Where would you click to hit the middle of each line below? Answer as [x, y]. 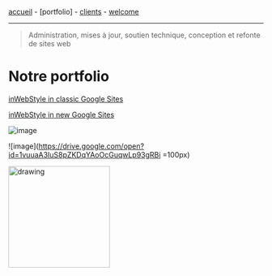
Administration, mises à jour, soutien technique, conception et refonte [144, 35]
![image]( [23, 146]
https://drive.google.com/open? [91, 146]
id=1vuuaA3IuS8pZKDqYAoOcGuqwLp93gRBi [85, 154]
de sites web [49, 43]
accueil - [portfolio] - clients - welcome [74, 12]
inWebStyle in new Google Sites [62, 114]
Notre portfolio [59, 77]
